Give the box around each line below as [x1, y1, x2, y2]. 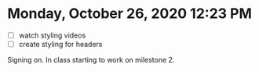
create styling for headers [18, 40, 103, 49]
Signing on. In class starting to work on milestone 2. [7, 56, 175, 65]
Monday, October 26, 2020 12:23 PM [7, 5, 252, 23]
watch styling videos [18, 31, 86, 40]
